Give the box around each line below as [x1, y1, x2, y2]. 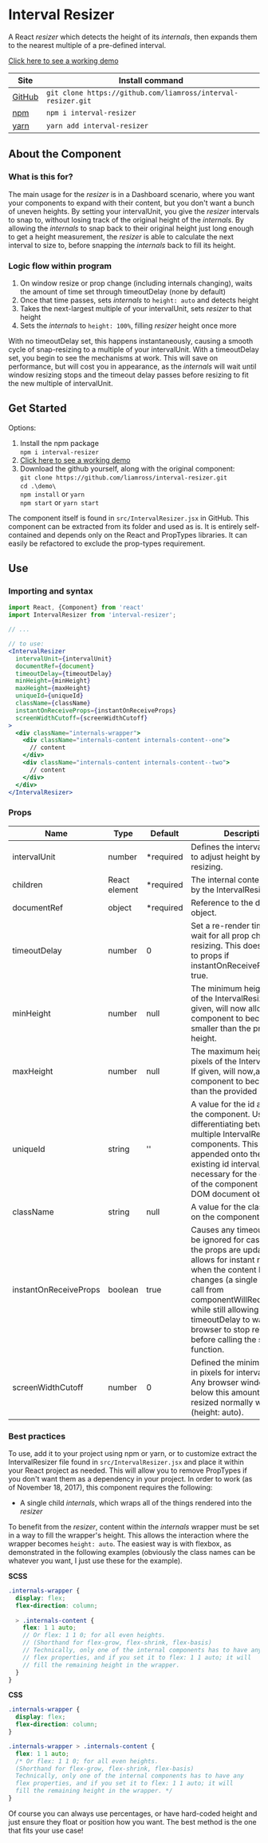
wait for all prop [191, 929, 250, 941]
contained [8, 530, 41, 539]
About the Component [8, 148, 121, 161]
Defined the [191, 1356, 235, 1367]
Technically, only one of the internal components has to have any [15, 1772, 245, 1780]
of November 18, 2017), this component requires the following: [8, 1482, 213, 1493]
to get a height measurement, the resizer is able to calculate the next [8, 231, 234, 241]
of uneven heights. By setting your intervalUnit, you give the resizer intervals [8, 206, 259, 216]
